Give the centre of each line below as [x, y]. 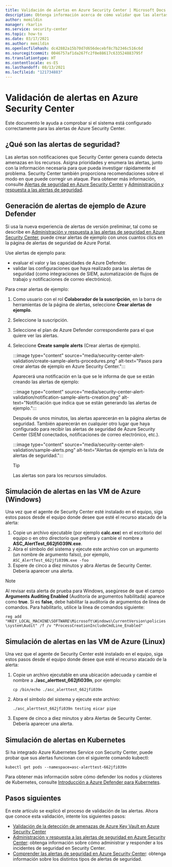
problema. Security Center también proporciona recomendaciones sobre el [84, 173]
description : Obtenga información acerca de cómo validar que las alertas [87, 15]
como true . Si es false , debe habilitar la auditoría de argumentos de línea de [85, 602]
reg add [14, 617]
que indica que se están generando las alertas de [105, 402]
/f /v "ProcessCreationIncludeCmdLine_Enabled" [91, 626]
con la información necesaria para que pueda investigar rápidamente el [81, 168]
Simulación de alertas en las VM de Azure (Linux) [85, 641]
